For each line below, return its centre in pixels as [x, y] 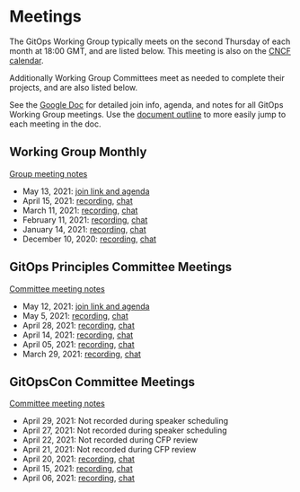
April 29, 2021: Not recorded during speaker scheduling [125, 421]
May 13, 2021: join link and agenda [86, 191]
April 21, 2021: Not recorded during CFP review [109, 450]
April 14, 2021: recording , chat [78, 335]
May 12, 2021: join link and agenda [86, 306]
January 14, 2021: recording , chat [84, 229]
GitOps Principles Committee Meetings [120, 267]
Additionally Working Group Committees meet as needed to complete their [147, 77]
